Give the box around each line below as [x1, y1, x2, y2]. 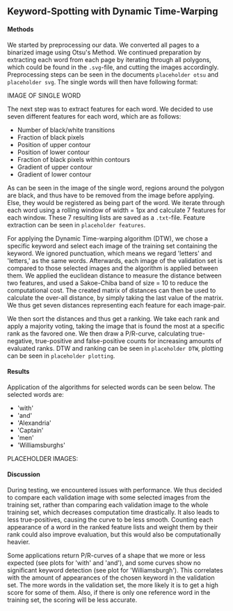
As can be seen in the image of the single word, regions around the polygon [7, 183, 225, 192]
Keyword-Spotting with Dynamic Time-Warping [7, 6, 218, 17]
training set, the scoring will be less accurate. [7, 596, 138, 604]
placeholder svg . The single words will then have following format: [7, 77, 198, 86]
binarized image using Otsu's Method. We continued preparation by [7, 48, 202, 56]
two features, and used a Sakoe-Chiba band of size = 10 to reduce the [7, 278, 209, 287]
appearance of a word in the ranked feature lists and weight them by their [7, 523, 218, 531]
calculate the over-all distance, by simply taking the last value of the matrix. [7, 293, 224, 302]
